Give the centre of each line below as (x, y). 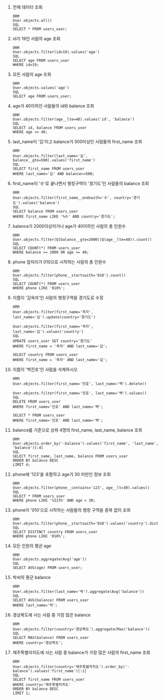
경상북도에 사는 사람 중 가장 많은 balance (51, 615)
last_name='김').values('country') (48, 332)
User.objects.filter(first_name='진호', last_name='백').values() (80, 393)
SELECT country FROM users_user (45, 355)
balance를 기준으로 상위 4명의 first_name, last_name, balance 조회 (77, 430)
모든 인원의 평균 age (32, 546)
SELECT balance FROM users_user (45, 211)
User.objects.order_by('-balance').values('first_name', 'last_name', (85, 444)
